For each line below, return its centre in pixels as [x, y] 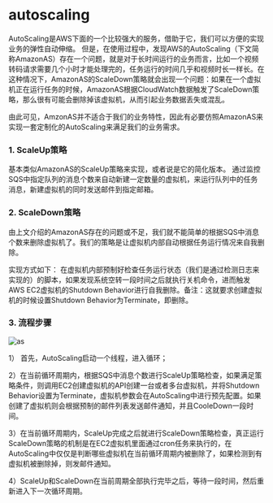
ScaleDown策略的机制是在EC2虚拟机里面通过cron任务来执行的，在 [120, 443]
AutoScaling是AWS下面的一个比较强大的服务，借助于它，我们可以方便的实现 [136, 38]
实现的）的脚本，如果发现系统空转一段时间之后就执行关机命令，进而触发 [129, 280]
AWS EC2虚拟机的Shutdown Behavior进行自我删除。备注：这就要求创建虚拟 [135, 289]
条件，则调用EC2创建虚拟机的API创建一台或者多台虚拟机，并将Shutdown [137, 385]
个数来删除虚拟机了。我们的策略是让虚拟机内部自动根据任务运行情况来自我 [133, 242]
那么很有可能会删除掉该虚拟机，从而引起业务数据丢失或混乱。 [126, 99]
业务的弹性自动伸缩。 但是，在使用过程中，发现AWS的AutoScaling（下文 [130, 48]
